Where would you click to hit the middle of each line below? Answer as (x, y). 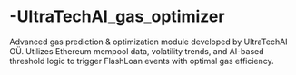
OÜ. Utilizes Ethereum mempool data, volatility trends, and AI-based (137, 51)
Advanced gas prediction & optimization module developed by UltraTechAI (148, 42)
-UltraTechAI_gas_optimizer (117, 17)
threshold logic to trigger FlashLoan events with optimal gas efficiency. (142, 61)
